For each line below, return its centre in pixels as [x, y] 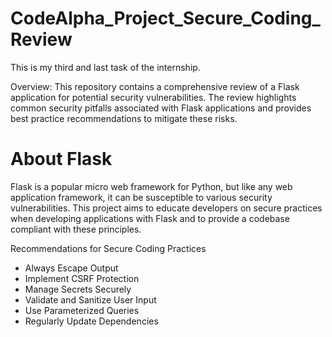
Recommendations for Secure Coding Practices [108, 248]
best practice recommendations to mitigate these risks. [124, 118]
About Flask [61, 159]
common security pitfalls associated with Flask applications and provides [161, 108]
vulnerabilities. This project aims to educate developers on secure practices [166, 208]
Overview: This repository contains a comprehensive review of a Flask [155, 86]
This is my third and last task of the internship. [105, 67]
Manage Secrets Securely [78, 289]
